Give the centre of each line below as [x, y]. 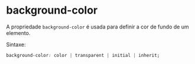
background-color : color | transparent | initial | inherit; [83, 55]
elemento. [18, 33]
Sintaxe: [16, 44]
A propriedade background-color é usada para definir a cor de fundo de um [97, 27]
